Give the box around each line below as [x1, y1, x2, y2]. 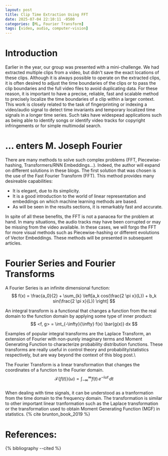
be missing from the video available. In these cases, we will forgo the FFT [5, 224, 156, 230]
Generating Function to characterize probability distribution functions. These [5, 341, 163, 347]
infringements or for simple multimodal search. [5, 123, 101, 129]
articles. [5, 240, 22, 246]
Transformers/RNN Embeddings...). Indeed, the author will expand [24, 162, 160, 168]
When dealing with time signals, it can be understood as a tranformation [5, 390, 153, 396]
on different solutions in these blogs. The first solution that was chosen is [5, 167, 156, 173]
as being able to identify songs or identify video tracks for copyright [5, 117, 145, 123]
